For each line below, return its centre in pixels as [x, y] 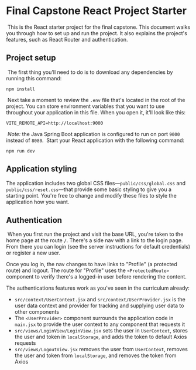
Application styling [42, 169]
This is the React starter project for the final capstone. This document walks [99, 27]
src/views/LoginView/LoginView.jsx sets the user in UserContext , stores [101, 331]
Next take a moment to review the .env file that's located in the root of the [96, 100]
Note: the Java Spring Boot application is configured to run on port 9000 [94, 134]
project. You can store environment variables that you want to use [85, 106]
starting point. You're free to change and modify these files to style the [91, 195]
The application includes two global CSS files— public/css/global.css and [96, 183]
